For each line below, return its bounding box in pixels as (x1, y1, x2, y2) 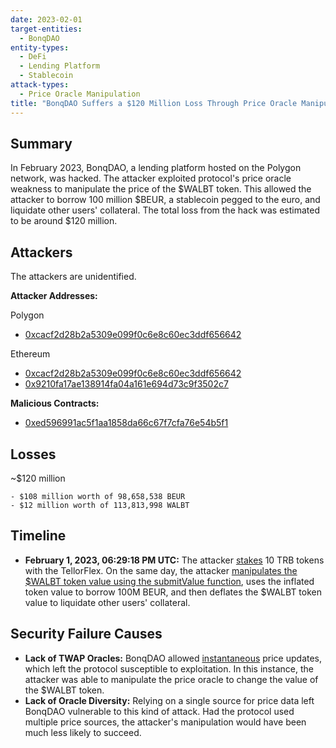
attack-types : (10, 80, 70, 90)
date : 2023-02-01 (10, 14, 83, 25)
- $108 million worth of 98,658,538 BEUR (10, 491, 186, 501)
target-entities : (10, 24, 83, 34)
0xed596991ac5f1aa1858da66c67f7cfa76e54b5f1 (24, 417, 229, 429)
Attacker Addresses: (10, 290, 98, 302)
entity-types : (10, 42, 70, 53)
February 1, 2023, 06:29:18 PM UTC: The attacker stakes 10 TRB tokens (24, 554, 325, 566)
